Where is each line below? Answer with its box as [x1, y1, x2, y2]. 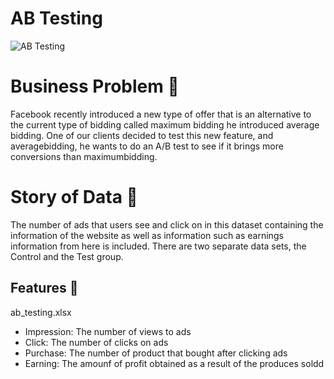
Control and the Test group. [10, 250, 124, 262]
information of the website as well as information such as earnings [10, 229, 284, 241]
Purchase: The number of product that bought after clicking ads [24, 347, 288, 359]
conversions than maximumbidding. [10, 150, 158, 162]
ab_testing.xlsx [10, 306, 72, 318]
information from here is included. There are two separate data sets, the [10, 240, 307, 252]
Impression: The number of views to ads [24, 325, 192, 337]
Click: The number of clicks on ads [24, 336, 169, 348]
